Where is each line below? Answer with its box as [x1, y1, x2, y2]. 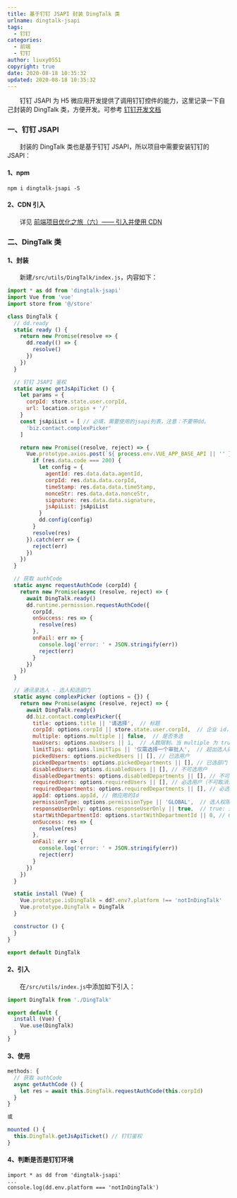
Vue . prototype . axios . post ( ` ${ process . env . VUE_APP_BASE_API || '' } [25, 450, 232, 457]
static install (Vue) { [13, 890, 83, 898]
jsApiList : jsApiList [44, 503, 109, 510]
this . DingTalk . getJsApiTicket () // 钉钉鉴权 [13, 1133, 142, 1140]
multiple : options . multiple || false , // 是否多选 [32, 733, 183, 740]
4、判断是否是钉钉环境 [7, 1156, 74, 1164]
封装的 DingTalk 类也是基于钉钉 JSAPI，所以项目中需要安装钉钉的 [20, 142, 209, 151]
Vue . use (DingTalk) [20, 1022, 74, 1029]
